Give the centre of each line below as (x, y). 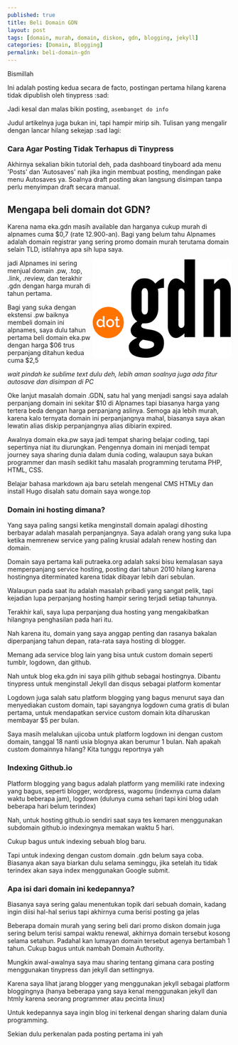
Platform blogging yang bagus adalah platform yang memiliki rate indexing (116, 783)
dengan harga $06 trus (41, 345)
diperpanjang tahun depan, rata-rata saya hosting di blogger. (97, 641)
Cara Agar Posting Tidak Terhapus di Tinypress (91, 148)
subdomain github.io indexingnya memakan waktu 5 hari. (91, 828)
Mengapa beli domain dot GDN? (79, 209)
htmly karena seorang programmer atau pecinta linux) (86, 999)
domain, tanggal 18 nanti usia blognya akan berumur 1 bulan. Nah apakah (114, 742)
